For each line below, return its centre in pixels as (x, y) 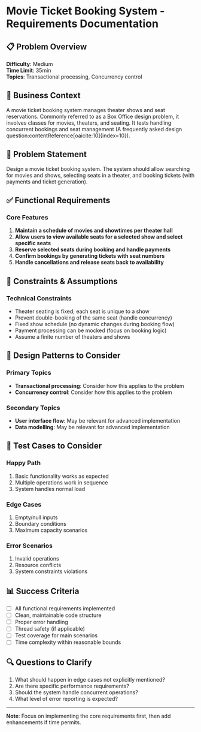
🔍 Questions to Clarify (49, 662)
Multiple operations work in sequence (61, 482)
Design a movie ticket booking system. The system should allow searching (98, 168)
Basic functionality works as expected (62, 476)
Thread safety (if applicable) (50, 629)
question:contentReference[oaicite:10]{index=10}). (68, 135)
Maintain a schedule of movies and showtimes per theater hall (94, 231)
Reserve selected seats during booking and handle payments (93, 249)
